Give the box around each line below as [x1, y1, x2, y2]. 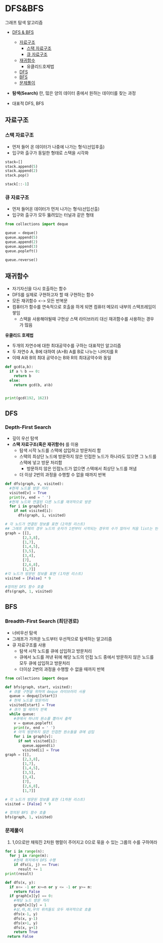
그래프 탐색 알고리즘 [5, 19, 43, 25]
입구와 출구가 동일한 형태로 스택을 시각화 [12, 150, 89, 156]
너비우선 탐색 [12, 630, 37, 636]
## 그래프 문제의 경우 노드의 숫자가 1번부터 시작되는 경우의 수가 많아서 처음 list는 [5, 526, 153, 531]
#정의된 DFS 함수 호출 [5, 585, 44, 590]
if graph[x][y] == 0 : [9, 894, 53, 898]
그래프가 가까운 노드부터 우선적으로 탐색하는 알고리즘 [12, 636, 113, 641]
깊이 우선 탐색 [12, 435, 38, 441]
